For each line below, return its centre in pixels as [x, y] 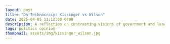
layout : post [19, 10]
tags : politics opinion [30, 29]
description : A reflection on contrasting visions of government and [80, 24]
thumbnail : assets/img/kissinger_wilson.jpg [53, 33]
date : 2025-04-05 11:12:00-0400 [39, 19]
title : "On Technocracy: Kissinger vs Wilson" [55, 15]
